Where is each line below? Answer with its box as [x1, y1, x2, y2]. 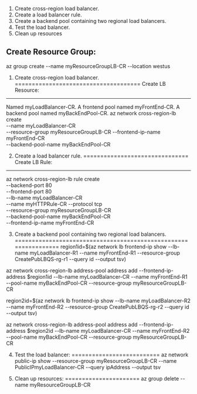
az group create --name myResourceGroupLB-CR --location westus [6, 62, 171, 69]
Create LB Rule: [14, 158, 53, 165]
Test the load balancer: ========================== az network [14, 351, 189, 358]
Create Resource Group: [6, 47, 97, 57]
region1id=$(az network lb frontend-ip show [60, 243, 167, 250]
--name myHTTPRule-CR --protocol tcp [6, 200, 103, 208]
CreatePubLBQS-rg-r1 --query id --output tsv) [14, 255, 127, 262]
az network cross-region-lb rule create [6, 175, 100, 182]
